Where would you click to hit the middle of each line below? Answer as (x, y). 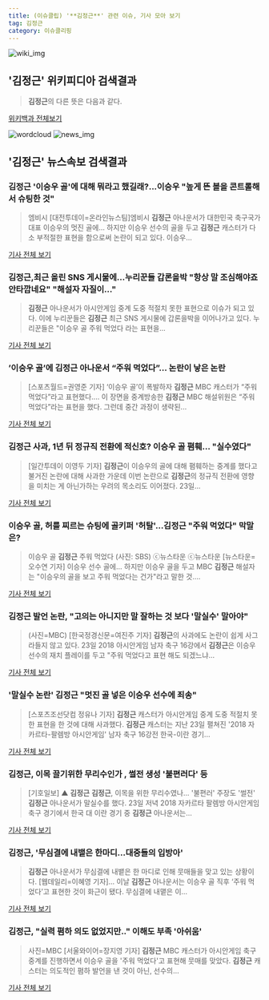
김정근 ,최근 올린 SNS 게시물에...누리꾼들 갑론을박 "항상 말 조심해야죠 (133, 277)
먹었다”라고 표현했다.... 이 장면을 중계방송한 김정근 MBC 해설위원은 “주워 (141, 397)
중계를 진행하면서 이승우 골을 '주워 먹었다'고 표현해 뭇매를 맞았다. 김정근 (140, 960)
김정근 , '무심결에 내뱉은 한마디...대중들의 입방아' (96, 853)
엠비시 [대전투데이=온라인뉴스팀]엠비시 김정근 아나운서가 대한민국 (130, 217)
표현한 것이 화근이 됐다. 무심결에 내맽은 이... (120, 892)
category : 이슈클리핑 (40, 30)
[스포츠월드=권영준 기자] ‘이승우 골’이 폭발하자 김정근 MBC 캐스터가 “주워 (143, 387)
